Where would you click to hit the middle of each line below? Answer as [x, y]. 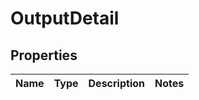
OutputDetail [65, 18]
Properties [44, 55]
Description [116, 83]
